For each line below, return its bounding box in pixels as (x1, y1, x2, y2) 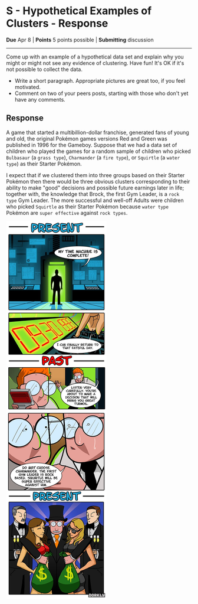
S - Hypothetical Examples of (6, 4, 152, 18)
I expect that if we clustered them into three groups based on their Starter (6, 171, 185, 178)
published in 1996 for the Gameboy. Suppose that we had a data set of (6, 141, 177, 148)
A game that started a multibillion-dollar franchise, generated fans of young (6, 129, 190, 136)
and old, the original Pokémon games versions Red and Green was (6, 135, 168, 142)
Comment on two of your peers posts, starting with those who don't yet (14, 90, 189, 97)
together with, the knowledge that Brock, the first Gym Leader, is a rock (6, 190, 180, 197)
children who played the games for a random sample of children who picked (6, 148, 192, 155)
